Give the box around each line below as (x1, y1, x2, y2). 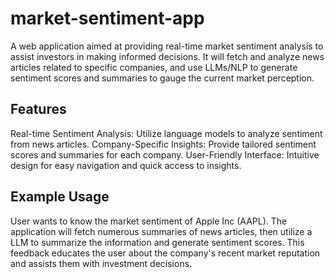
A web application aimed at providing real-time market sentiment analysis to (10, 40, 324, 52)
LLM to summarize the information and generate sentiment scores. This (10, 236, 305, 248)
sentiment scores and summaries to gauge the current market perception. (10, 72, 315, 84)
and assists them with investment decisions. (10, 257, 193, 269)
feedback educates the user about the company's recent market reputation (10, 247, 321, 259)
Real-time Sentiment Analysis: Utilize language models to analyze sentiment (10, 127, 323, 139)
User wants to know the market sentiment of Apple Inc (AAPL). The (10, 215, 288, 227)
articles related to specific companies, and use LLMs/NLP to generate (10, 61, 298, 73)
